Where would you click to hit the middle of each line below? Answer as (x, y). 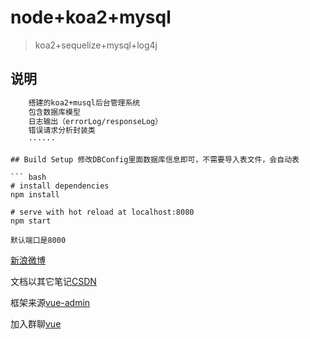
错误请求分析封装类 (62, 131)
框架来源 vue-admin (50, 303)
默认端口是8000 (38, 241)
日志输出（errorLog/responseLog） (95, 121)
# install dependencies (60, 186)
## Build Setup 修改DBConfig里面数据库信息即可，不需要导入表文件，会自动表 (155, 160)
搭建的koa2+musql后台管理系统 (84, 102)
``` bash (28, 177)
